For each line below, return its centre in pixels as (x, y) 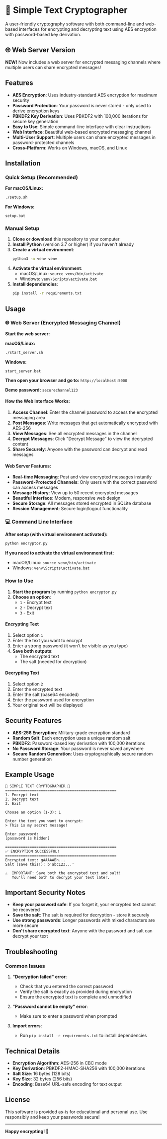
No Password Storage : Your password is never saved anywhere (78, 748)
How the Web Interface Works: (38, 401)
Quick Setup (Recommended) (42, 177)
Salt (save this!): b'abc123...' (40, 864)
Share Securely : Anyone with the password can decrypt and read (80, 449)
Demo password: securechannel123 (42, 390)
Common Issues (25, 966)
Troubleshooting (32, 951)
